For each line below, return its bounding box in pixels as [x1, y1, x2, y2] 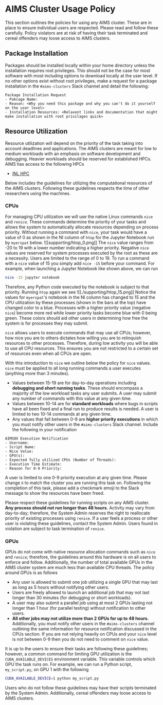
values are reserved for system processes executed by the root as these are [5, 250, 158, 256]
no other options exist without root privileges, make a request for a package [5, 78, 157, 84]
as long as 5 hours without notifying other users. [12, 584, 109, 590]
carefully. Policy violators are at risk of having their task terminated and [5, 30, 148, 36]
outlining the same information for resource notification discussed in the [12, 626, 157, 632]
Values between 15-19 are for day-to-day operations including [12, 380, 136, 386]
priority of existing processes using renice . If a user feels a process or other [5, 515, 158, 521]
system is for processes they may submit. [5, 320, 89, 326]
